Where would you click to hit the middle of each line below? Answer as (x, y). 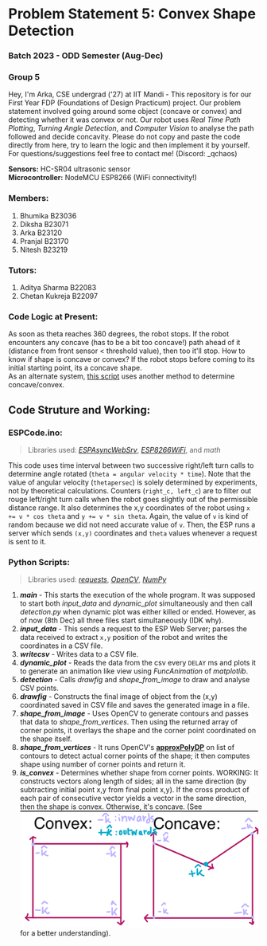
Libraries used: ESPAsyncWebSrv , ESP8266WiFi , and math (124, 449)
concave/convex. (37, 385)
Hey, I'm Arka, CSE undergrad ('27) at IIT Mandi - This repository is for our (130, 94)
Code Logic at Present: (53, 316)
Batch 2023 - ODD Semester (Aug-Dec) (86, 56)
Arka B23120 (41, 233)
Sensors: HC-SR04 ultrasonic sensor (70, 169)
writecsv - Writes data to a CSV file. (79, 654)
